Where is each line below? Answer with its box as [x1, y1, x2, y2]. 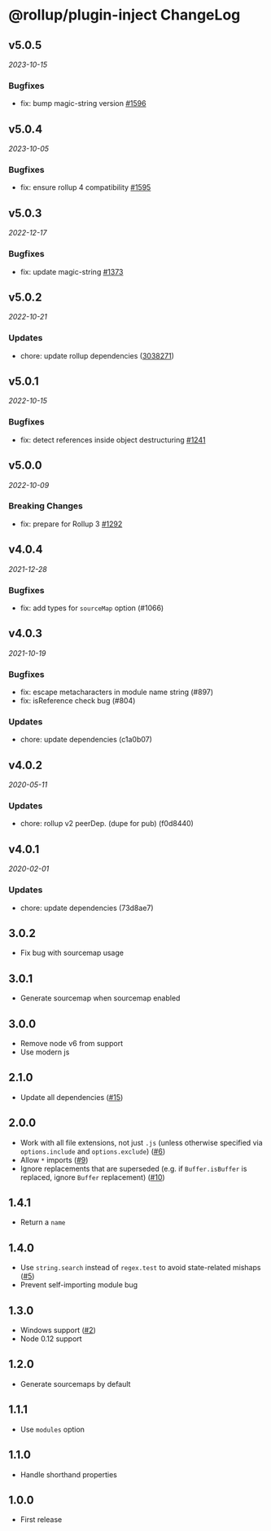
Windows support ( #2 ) [20, 1326, 96, 1335]
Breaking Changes [8, 500, 84, 512]
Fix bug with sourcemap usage [20, 948, 125, 958]
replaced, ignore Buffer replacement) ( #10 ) [20, 1172, 165, 1182]
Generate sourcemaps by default [20, 1379, 131, 1388]
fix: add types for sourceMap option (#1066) [20, 603, 164, 613]
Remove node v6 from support [20, 1039, 124, 1049]
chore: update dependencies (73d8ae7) [20, 903, 154, 913]
